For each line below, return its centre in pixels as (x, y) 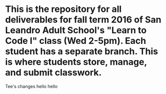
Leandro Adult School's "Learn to (76, 30)
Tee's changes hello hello (31, 86)
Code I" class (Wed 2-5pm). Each (76, 41)
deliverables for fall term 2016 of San (83, 20)
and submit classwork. (53, 73)
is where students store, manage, (76, 62)
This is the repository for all (63, 9)
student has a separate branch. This (82, 51)
